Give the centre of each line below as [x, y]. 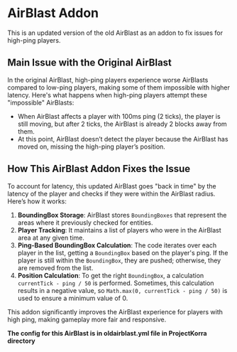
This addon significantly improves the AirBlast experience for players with [115, 311]
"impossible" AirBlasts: [41, 102]
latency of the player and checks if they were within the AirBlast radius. [111, 193]
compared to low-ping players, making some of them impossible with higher [119, 87]
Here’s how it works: [37, 201]
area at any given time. [51, 238]
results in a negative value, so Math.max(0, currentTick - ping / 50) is [122, 290]
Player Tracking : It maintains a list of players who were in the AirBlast [119, 230]
